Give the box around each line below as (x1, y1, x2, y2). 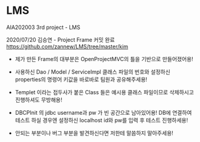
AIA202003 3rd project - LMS (6, 24, 80, 31)
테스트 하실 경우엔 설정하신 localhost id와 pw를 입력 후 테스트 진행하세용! (15, 116, 189, 124)
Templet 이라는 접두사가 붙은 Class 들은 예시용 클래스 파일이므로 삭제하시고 (15, 88, 195, 95)
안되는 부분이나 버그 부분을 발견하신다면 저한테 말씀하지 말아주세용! (15, 129, 173, 137)
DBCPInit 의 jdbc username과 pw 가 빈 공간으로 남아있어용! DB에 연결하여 (15, 109, 192, 116)
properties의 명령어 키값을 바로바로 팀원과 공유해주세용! (15, 76, 147, 83)
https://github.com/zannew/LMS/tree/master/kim (6, 43, 129, 50)
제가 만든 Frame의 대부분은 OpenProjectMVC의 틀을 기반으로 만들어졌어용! (15, 55, 193, 62)
